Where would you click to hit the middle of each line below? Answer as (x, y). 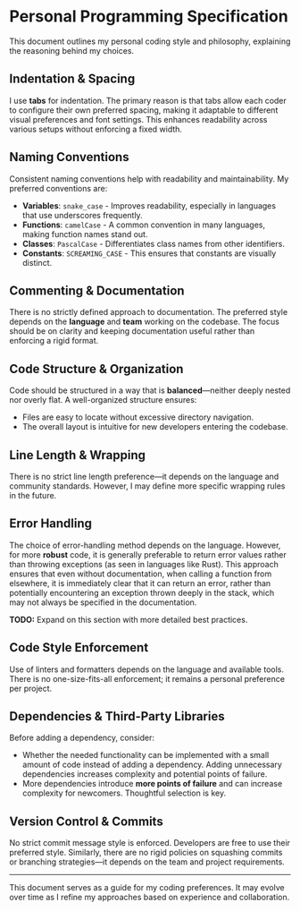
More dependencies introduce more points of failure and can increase (152, 784)
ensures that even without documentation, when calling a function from (141, 574)
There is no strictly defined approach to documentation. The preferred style (149, 312)
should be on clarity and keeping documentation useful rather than (132, 331)
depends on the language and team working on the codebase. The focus (144, 322)
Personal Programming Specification (149, 17)
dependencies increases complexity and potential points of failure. (145, 774)
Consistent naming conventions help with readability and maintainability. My (149, 179)
